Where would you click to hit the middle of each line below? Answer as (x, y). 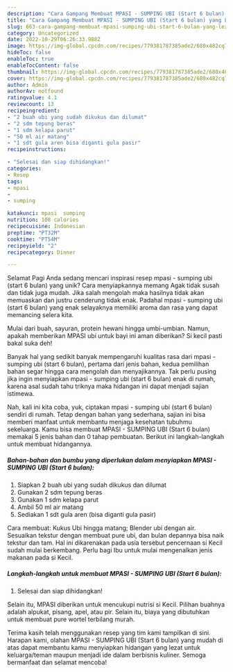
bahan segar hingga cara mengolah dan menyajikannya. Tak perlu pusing (112, 371)
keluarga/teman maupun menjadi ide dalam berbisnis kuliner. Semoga (107, 655)
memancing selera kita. (41, 315)
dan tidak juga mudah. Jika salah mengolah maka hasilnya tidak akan (106, 293)
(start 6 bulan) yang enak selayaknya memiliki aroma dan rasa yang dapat (113, 307)
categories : (24, 168)
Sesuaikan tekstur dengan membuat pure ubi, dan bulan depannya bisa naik (115, 536)
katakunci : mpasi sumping (46, 214)
